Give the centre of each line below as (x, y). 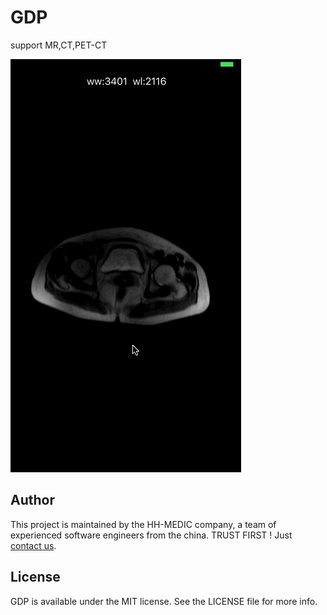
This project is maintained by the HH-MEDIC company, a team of (143, 524)
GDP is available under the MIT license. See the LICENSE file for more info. (164, 601)
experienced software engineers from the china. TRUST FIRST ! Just (151, 535)
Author (32, 500)
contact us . (33, 545)
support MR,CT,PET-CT (59, 45)
